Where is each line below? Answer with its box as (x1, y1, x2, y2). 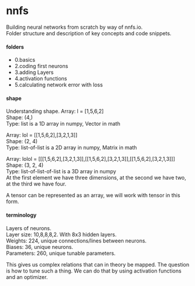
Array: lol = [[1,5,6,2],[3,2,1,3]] (6, 132, 78, 139)
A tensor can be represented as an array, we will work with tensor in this (6, 192, 180, 199)
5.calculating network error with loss (14, 81, 103, 89)
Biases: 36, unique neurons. (6, 243, 73, 250)
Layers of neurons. (6, 224, 52, 231)
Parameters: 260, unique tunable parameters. (6, 250, 116, 257)
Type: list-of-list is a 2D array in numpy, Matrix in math (6, 144, 138, 151)
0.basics (14, 56, 36, 63)
